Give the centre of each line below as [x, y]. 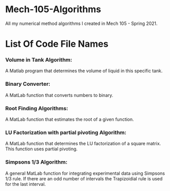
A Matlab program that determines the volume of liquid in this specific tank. [84, 71]
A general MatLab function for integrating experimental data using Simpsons [85, 173]
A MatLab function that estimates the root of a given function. [70, 119]
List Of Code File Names [57, 44]
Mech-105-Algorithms [53, 9]
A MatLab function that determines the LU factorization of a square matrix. [83, 144]
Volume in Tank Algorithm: [39, 60]
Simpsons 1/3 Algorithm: [36, 162]
